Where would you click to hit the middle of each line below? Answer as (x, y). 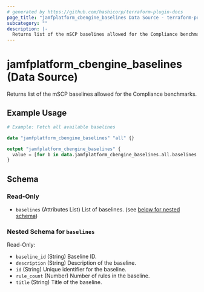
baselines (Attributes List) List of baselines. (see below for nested (98, 209)
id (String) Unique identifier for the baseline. (71, 270)
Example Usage (37, 113)
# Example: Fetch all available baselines (61, 127)
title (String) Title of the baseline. (59, 282)
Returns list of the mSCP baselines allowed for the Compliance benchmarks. (102, 94)
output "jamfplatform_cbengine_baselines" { (64, 149)
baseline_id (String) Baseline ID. (56, 257)
